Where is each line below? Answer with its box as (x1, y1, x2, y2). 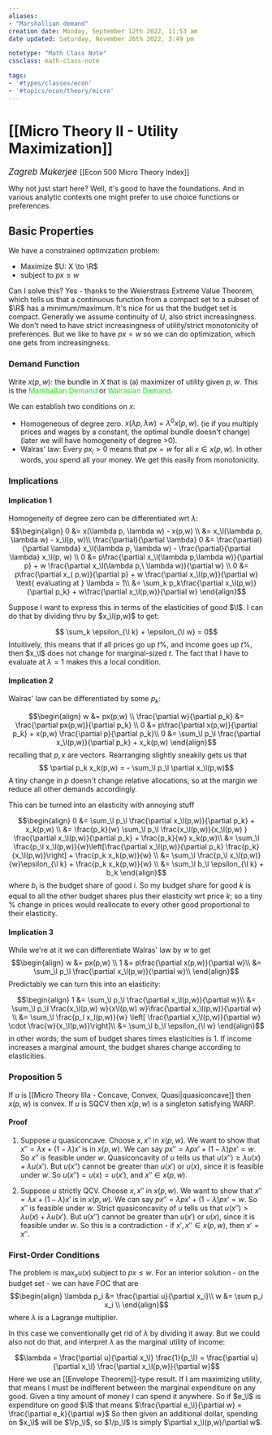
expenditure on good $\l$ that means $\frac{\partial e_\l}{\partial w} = (8, 1400, 242, 1410)
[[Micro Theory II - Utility (8, 121, 179, 140)
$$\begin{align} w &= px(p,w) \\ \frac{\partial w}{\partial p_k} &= (28, 712, 245, 722)
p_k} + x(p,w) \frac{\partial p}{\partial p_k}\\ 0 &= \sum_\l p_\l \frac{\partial (11, 729, 261, 739)
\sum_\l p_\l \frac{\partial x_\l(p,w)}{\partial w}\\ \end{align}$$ (33, 967, 240, 976)
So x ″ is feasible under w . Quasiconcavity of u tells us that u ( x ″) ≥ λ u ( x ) (19, 1152, 261, 1162)
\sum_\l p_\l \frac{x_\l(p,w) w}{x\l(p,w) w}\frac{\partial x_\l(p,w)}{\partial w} (11, 1003, 261, 1014)
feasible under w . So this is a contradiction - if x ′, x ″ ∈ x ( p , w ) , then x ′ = (19, 1220, 260, 1230)
